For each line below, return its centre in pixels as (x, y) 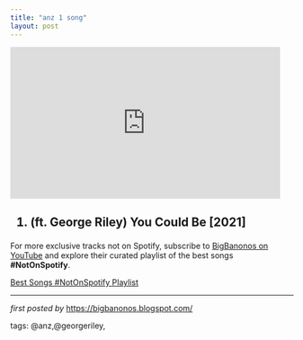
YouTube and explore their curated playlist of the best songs (122, 255)
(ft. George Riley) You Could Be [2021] (138, 222)
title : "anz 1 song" (49, 18)
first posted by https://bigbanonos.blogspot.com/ (102, 308)
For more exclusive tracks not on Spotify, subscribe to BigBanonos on (139, 246)
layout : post (35, 26)
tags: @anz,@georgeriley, (58, 326)
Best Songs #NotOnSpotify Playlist (74, 282)
